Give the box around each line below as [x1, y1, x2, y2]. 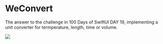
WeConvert [5, 3, 53, 14]
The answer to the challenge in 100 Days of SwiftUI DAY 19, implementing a [5, 19, 158, 25]
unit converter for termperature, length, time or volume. [5, 24, 118, 30]
